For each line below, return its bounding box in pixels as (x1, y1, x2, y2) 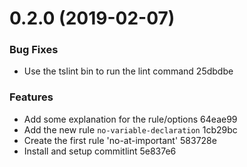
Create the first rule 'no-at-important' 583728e (23, 134, 217, 146)
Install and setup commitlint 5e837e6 (23, 145, 177, 157)
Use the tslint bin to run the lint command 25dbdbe (23, 65, 234, 77)
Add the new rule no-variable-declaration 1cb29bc (23, 123, 238, 136)
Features (9, 90, 54, 104)
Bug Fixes (9, 43, 59, 57)
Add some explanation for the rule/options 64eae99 (23, 113, 238, 125)
